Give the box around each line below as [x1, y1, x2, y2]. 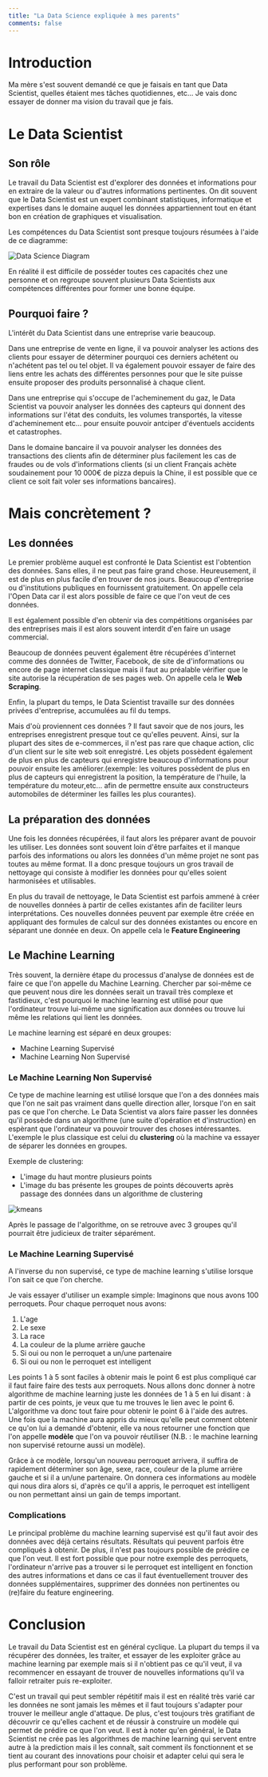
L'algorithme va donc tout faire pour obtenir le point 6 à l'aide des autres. [8, 1406, 248, 1416]
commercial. [8, 632, 49, 642]
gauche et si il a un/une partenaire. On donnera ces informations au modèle [8, 1472, 257, 1483]
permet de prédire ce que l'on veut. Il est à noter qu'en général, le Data [8, 1725, 242, 1735]
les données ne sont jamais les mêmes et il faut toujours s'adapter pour [8, 1699, 243, 1709]
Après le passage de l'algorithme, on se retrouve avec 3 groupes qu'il [8, 1220, 238, 1229]
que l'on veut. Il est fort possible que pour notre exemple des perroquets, [8, 1553, 249, 1563]
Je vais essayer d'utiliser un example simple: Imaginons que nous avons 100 [8, 1290, 259, 1300]
